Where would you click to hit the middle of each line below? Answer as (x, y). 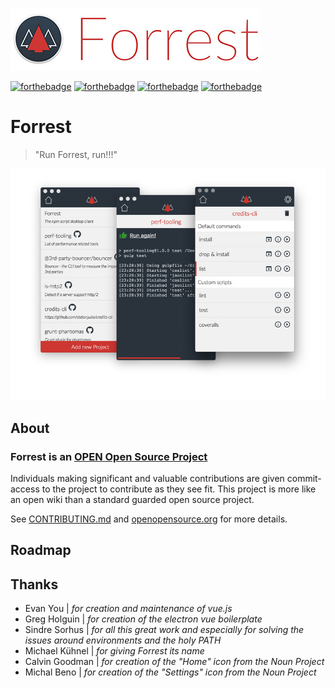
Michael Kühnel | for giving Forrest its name (114, 651)
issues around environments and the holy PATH (123, 640)
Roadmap (41, 550)
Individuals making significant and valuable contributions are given (147, 479)
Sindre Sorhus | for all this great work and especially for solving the (164, 630)
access (25, 489)
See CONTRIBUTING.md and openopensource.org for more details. (149, 519)
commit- (304, 479)
